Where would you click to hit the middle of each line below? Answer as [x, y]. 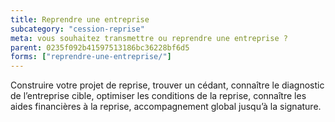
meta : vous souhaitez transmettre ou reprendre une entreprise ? [149, 38]
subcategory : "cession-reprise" [77, 29]
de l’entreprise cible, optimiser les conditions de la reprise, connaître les [158, 96]
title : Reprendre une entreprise [80, 19]
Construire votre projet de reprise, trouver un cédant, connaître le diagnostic [167, 85]
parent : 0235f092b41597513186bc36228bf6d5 [100, 47]
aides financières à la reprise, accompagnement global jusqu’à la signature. [166, 107]
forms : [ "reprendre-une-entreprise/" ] [91, 57]
